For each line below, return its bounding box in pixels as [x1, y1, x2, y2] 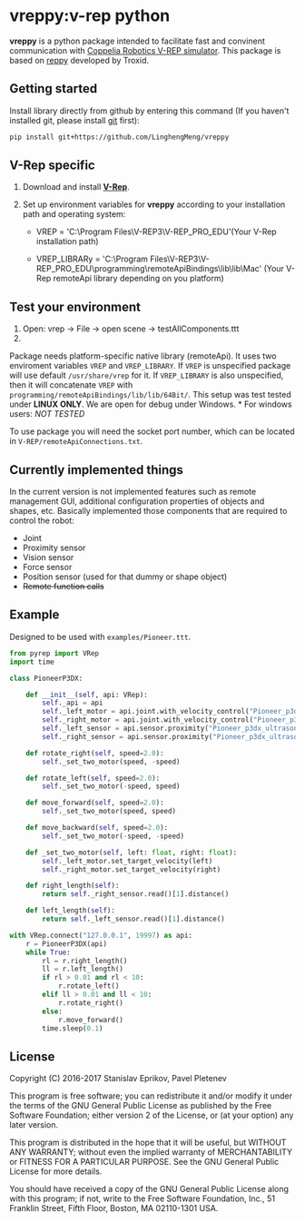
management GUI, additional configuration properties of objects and [9, 496, 265, 507]
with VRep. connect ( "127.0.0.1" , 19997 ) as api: [9, 931, 193, 940]
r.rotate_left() [57, 981, 120, 990]
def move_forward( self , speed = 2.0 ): [25, 798, 165, 808]
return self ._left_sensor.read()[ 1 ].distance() [42, 914, 225, 923]
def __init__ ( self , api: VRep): [25, 690, 148, 699]
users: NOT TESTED [9, 409, 85, 419]
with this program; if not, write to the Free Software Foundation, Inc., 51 [9, 1193, 275, 1204]
